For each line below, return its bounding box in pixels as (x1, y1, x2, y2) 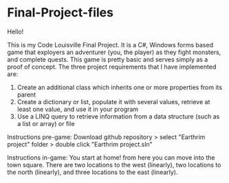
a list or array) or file (17, 119, 75, 127)
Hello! (7, 27, 24, 36)
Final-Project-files (7, 5, 113, 21)
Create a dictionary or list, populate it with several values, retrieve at (17, 97, 210, 106)
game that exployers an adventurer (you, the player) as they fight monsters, (7, 48, 221, 56)
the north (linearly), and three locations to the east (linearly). (7, 168, 178, 176)
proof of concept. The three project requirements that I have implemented (7, 62, 217, 71)
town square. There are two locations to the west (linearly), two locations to (7, 160, 221, 169)
